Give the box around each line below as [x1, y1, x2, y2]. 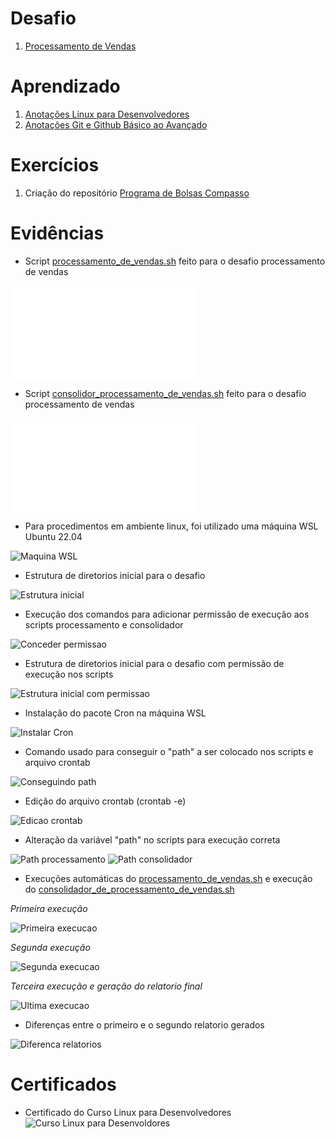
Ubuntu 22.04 [24, 530, 83, 542]
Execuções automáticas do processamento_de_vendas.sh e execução [24, 872, 313, 884]
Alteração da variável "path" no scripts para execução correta [24, 833, 281, 846]
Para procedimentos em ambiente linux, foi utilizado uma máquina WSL [24, 520, 319, 532]
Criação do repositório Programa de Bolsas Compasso [24, 187, 250, 199]
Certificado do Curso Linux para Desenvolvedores [24, 1106, 232, 1118]
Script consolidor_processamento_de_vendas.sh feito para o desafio [24, 387, 307, 399]
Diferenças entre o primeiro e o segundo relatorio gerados [24, 1018, 265, 1031]
